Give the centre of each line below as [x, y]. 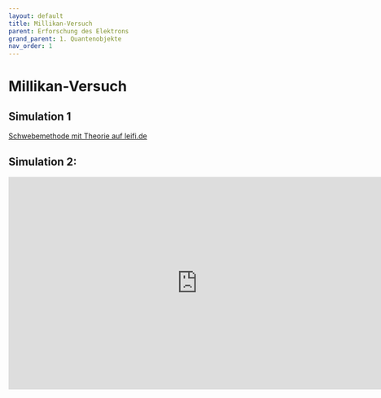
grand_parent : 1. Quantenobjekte [65, 39]
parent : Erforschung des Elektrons [69, 31]
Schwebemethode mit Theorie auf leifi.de [78, 136]
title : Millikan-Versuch [50, 24]
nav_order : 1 [31, 46]
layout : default [36, 16]
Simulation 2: [43, 162]
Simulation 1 [40, 116]
